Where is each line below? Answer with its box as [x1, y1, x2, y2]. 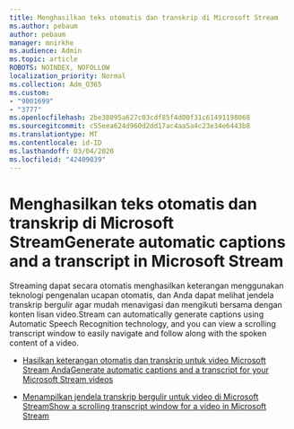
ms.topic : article [9, 55, 78, 64]
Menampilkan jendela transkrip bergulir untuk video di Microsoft [22, 391, 259, 402]
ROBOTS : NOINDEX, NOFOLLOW [9, 64, 110, 73]
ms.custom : [9, 88, 50, 97]
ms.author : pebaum [9, 22, 78, 31]
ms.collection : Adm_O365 [9, 80, 102, 89]
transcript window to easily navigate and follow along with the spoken [9, 328, 267, 339]
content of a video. [9, 337, 79, 348]
